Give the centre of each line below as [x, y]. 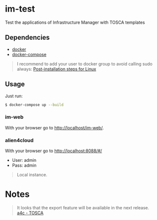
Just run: [14, 96]
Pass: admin [24, 165]
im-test [20, 9]
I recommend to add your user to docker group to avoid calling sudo [85, 63]
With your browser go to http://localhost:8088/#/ [54, 151]
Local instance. [32, 175]
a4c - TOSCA [30, 213]
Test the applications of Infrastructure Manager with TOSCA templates [75, 22]
